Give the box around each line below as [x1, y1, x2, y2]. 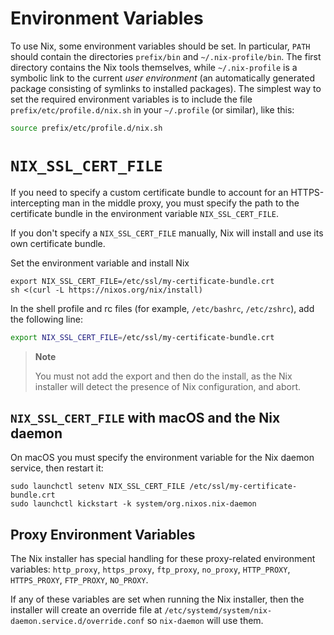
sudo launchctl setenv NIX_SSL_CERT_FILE [10, 482, 186, 492]
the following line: [10, 313, 83, 325]
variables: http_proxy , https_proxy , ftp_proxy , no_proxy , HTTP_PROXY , [10, 563, 291, 576]
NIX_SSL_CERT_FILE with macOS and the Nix [10, 410, 281, 427]
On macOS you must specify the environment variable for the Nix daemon [10, 452, 315, 464]
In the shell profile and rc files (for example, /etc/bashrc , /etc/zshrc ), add [10, 302, 315, 314]
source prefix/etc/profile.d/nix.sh [10, 123, 163, 133]
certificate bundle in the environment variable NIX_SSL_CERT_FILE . [10, 207, 280, 219]
